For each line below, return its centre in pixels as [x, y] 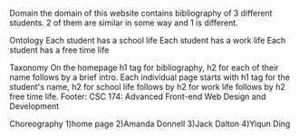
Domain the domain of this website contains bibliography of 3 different [141, 13]
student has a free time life [59, 50]
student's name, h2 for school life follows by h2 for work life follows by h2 [147, 87]
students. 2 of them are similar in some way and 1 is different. [124, 23]
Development [34, 106]
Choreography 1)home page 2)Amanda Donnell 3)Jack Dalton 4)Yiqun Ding [150, 123]
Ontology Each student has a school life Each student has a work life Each [148, 40]
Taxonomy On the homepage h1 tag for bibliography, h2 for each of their [144, 68]
